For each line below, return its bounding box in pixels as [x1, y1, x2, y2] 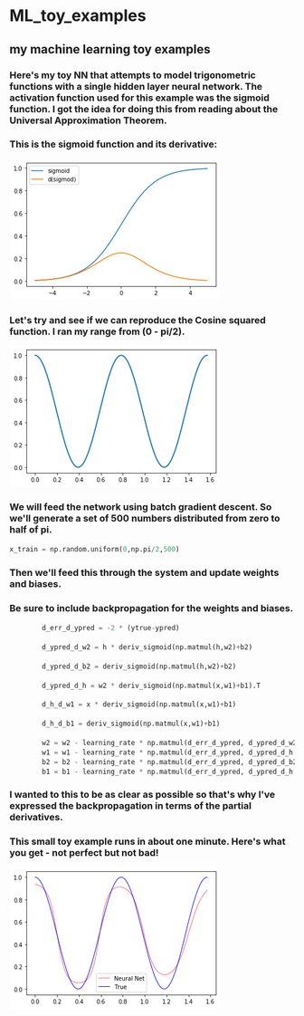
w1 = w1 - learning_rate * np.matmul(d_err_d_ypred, [42, 748, 245, 757]
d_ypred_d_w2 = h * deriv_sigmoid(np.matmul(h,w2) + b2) [42, 643, 253, 652]
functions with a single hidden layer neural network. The [9, 80, 263, 92]
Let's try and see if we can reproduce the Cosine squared [9, 313, 267, 326]
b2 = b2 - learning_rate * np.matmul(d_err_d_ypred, [42, 757, 245, 766]
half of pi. [9, 523, 52, 536]
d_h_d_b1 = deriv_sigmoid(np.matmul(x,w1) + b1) [42, 719, 221, 729]
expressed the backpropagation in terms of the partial [9, 800, 252, 812]
